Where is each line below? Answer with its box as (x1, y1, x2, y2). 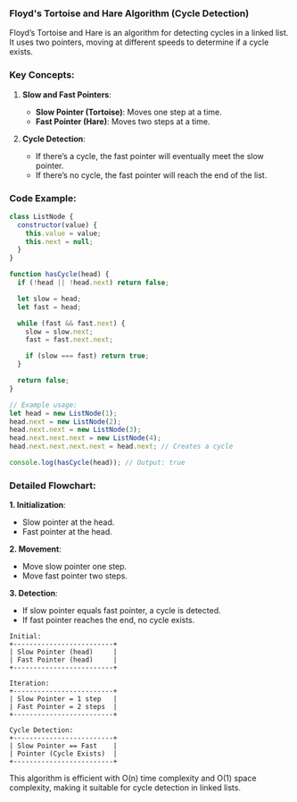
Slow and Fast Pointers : (21, 89, 111, 100)
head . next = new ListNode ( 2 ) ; (9, 417, 122, 426)
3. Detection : (9, 588, 58, 599)
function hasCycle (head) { (9, 270, 110, 279)
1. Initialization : (9, 500, 67, 511)
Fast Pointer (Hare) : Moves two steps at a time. (35, 115, 210, 127)
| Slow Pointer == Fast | (9, 741, 118, 751)
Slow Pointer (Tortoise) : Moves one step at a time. (35, 106, 223, 117)
